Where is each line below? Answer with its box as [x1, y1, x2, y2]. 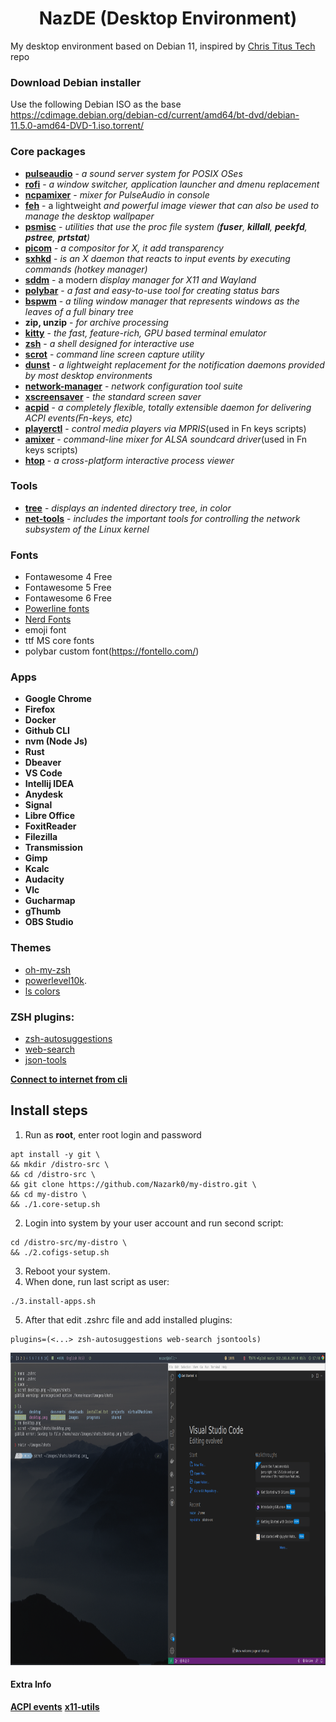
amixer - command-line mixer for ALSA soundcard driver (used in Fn [24, 433, 308, 445]
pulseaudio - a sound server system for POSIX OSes [24, 167, 243, 179]
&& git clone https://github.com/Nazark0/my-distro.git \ [10, 1179, 257, 1189]
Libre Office [24, 810, 76, 822]
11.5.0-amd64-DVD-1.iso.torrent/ [10, 120, 145, 132]
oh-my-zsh [24, 963, 72, 976]
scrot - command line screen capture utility [24, 348, 205, 360]
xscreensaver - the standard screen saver [24, 390, 202, 402]
